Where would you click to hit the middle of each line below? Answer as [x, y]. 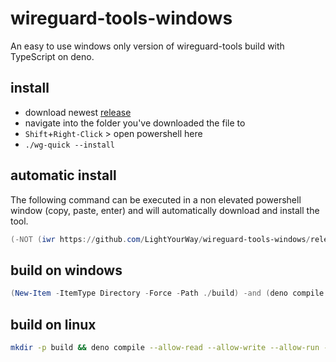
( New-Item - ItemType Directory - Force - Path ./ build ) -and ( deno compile [167, 293]
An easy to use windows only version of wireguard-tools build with [147, 46]
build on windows [66, 270]
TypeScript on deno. [52, 56]
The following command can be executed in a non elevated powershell [156, 199]
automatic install [63, 175]
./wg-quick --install [69, 145]
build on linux [53, 324]
